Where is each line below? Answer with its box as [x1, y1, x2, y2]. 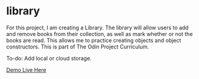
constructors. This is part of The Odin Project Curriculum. [6, 43, 150, 50]
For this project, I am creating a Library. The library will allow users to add [6, 24, 189, 31]
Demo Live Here [6, 66, 46, 73]
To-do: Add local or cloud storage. [6, 54, 92, 62]
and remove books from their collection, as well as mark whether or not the [6, 30, 193, 37]
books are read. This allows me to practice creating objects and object [6, 37, 182, 44]
